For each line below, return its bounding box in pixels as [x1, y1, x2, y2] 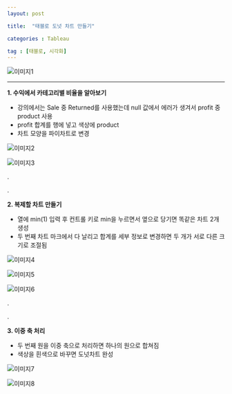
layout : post [7, 10, 45, 17]
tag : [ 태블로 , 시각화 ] [7, 48, 67, 55]
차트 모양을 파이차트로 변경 [17, 129, 90, 138]
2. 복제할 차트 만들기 [7, 200, 62, 208]
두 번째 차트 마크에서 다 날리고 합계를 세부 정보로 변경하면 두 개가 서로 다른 [17, 233, 218, 241]
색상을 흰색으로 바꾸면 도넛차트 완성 [17, 350, 114, 359]
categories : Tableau [7, 35, 70, 42]
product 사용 [17, 112, 53, 120]
